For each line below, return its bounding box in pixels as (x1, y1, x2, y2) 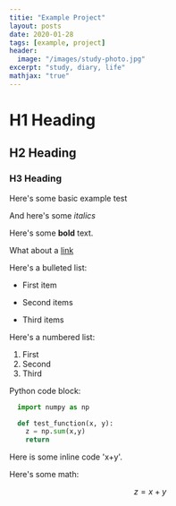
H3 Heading (9, 172, 63, 184)
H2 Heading (9, 145, 77, 161)
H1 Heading (9, 109, 96, 130)
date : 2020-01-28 (9, 30, 74, 39)
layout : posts (9, 21, 63, 30)
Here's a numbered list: (9, 331, 96, 342)
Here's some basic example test (9, 193, 128, 203)
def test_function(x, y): (17, 418, 114, 428)
